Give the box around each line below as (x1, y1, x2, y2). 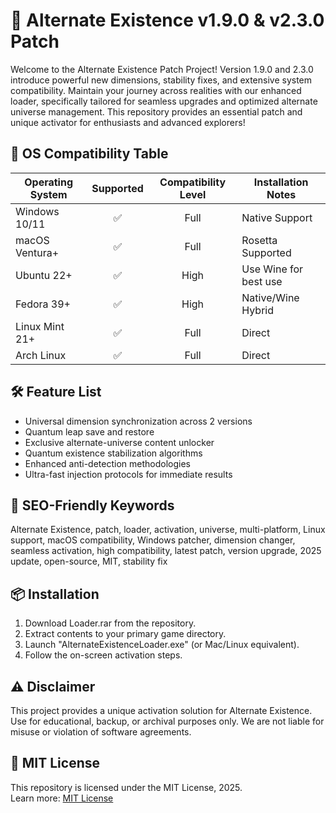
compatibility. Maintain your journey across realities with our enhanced (10, 84, 302, 96)
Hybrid (241, 303, 274, 317)
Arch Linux (15, 348, 67, 362)
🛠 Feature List (10, 384, 102, 401)
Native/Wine (241, 290, 300, 304)
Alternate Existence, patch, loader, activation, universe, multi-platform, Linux (10, 524, 326, 536)
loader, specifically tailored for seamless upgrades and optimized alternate (10, 95, 318, 107)
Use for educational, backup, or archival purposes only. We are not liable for (10, 715, 325, 727)
